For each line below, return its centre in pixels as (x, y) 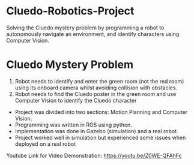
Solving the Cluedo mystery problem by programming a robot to (85, 28)
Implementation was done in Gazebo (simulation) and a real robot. (96, 131)
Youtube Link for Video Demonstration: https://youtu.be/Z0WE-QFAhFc (94, 155)
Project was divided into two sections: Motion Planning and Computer (101, 112)
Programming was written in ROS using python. (73, 125)
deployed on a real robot (45, 144)
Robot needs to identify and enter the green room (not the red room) (99, 81)
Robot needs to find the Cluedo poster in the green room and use (95, 94)
